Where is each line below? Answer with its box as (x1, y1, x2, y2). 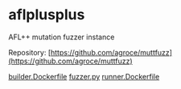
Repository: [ (8, 47, 51, 57)
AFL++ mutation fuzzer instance (8, 32, 115, 42)
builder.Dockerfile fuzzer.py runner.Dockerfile (8, 71, 160, 81)
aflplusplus (8, 6, 85, 24)
